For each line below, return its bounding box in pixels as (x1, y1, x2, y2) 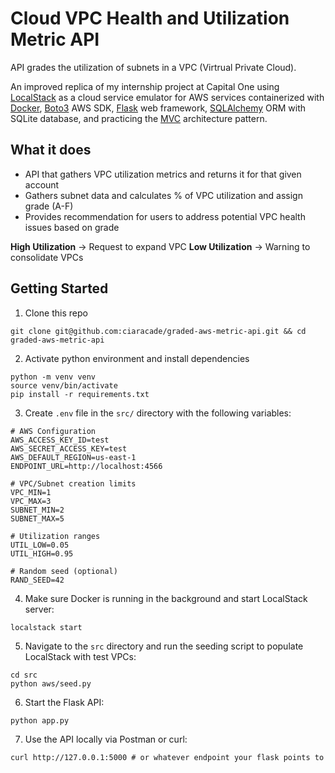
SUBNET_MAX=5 (10, 513, 65, 524)
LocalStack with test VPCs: (24, 650, 137, 662)
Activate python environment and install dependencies (24, 352, 250, 364)
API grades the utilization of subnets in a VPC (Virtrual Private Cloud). (10, 61, 297, 73)
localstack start (10, 622, 83, 632)
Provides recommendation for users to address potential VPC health (24, 210, 306, 222)
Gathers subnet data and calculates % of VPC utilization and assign (24, 189, 303, 201)
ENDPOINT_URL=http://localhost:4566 (10, 461, 163, 471)
